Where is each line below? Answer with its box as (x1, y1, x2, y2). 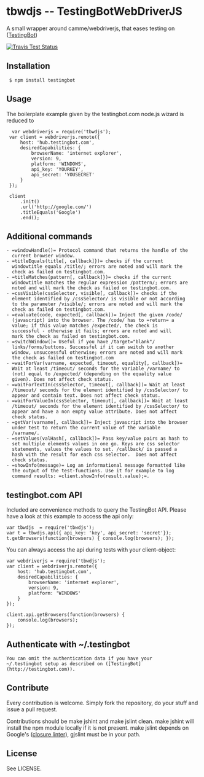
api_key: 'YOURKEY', (31, 166, 84, 173)
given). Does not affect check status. (12, 377, 114, 383)
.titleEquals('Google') (20, 209, 81, 216)
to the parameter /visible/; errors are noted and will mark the (12, 301, 183, 308)
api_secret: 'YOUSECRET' (31, 171, 95, 178)
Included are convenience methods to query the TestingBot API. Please (6, 506, 187, 513)
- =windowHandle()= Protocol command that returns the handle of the (6, 248, 189, 254)
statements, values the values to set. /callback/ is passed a (12, 447, 177, 453)
